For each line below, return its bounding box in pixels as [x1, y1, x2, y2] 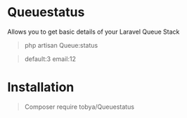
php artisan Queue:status [24, 41, 98, 49]
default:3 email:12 [24, 54, 76, 63]
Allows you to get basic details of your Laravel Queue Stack [7, 27, 180, 36]
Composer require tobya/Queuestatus [24, 103, 135, 111]
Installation [7, 79, 75, 96]
